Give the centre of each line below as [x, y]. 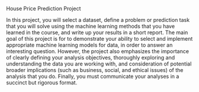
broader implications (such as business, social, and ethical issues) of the [95, 70]
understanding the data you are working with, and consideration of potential [99, 64]
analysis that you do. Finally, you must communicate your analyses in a [93, 76]
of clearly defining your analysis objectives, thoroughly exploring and [91, 57]
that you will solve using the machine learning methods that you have [91, 26]
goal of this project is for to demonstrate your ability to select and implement [99, 39]
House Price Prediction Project [44, 9]
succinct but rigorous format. [42, 83]
